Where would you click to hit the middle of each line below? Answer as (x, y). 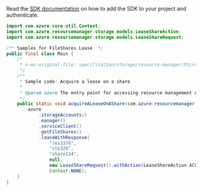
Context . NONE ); (68, 171)
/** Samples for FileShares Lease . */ (55, 48)
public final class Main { (40, 53)
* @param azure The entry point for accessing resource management (106, 92)
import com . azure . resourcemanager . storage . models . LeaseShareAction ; (94, 32)
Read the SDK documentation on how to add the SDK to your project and (96, 9)
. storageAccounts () (63, 115)
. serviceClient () (60, 126)
